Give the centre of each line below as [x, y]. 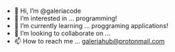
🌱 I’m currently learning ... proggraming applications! [91, 26]
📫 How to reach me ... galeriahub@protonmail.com [89, 41]
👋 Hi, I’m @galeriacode [48, 11]
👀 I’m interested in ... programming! [65, 18]
